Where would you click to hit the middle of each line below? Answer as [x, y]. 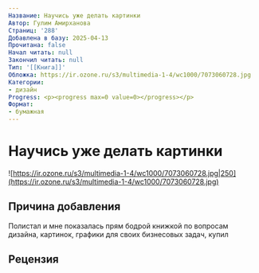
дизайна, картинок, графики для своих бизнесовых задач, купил [118, 234]
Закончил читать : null [46, 60]
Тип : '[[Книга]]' [37, 68]
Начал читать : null [41, 53]
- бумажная [26, 112]
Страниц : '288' [33, 30]
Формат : [21, 104]
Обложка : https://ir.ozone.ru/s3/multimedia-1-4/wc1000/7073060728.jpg [129, 75]
